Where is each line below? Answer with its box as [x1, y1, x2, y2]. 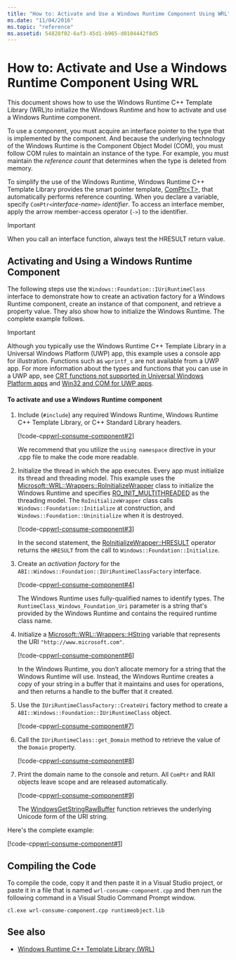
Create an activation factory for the [17, 560, 121, 568]
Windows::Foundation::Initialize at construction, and [17, 504, 176, 513]
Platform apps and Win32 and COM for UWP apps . [7, 379, 154, 387]
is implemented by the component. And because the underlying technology [7, 134, 226, 143]
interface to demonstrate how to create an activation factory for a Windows [7, 292, 225, 301]
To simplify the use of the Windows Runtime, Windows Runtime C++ [7, 178, 205, 186]
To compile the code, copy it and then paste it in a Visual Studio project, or [7, 879, 223, 887]
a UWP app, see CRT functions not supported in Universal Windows [7, 371, 204, 380]
